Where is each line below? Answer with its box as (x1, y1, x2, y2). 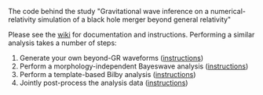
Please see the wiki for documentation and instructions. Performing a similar (8, 30, 255, 39)
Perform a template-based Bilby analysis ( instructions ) (19, 70, 196, 79)
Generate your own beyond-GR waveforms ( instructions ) (19, 54, 204, 62)
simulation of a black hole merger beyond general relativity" (38, 15, 232, 24)
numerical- (210, 7, 246, 16)
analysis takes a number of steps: (8, 38, 117, 47)
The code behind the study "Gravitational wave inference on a (8, 7, 210, 16)
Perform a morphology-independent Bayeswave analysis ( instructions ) (19, 62, 249, 71)
